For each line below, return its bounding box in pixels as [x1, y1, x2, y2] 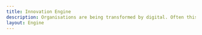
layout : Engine [6, 20, 44, 26]
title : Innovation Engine [6, 8, 71, 15]
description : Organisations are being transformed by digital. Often [6, 14, 185, 20]
